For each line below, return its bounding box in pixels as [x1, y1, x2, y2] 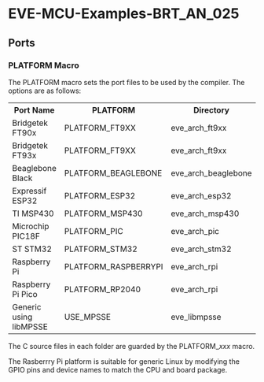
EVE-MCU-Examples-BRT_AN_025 [8, 5, 240, 23]
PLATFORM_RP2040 [64, 284, 141, 295]
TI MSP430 [12, 208, 54, 219]
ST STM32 [12, 243, 53, 254]
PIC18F [12, 230, 41, 241]
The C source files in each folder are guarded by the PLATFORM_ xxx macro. [8, 341, 255, 350]
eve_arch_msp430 [170, 208, 240, 219]
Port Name [13, 104, 55, 115]
